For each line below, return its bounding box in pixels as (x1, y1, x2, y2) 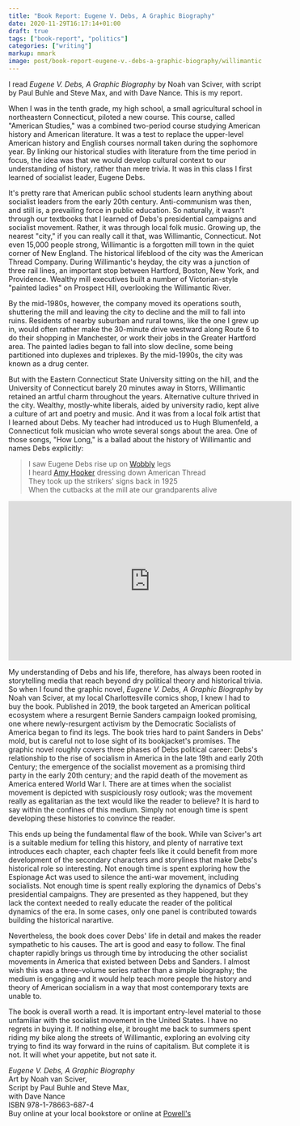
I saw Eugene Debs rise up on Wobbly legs (27, 459, 171, 468)
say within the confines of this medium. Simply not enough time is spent (8, 804, 248, 814)
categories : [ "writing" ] (8, 42, 92, 50)
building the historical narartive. (8, 915, 114, 924)
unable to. (8, 991, 42, 1000)
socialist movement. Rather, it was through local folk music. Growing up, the (8, 222, 261, 232)
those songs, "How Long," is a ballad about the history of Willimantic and (8, 434, 251, 444)
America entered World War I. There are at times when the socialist (8, 778, 232, 788)
